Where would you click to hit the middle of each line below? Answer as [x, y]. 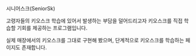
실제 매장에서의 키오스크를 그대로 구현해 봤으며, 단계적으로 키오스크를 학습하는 [95, 40]
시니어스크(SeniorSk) [31, 8]
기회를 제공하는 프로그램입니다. [52, 28]
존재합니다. [34, 47]
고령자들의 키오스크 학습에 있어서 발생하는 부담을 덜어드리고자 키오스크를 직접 [94, 21]
